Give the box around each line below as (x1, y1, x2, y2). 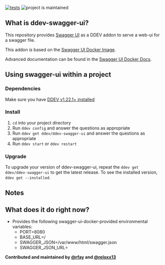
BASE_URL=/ (19, 234, 46, 240)
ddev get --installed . (5, 175, 51, 180)
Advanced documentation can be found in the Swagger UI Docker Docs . (5, 56, 152, 62)
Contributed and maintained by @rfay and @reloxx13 (5, 254, 116, 260)
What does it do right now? (5, 206, 90, 214)
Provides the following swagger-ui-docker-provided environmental (12, 219, 148, 225)
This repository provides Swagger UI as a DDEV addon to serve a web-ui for (5, 32, 160, 38)
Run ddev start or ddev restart (12, 141, 77, 147)
